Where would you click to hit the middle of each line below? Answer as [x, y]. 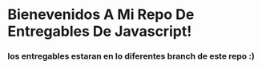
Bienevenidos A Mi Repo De [101, 15]
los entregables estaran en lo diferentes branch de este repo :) [131, 56]
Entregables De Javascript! [100, 31]
